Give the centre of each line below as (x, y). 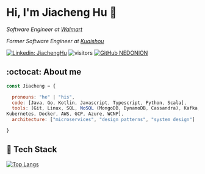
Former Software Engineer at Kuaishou (55, 41)
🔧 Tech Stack (32, 149)
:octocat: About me (44, 72)
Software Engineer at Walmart (45, 29)
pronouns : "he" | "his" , (43, 97)
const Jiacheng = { (31, 86)
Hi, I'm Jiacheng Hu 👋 (62, 12)
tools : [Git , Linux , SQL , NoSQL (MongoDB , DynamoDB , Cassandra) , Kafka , (106, 108)
